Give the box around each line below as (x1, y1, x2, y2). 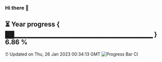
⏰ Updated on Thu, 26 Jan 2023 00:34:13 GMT (5, 51, 101, 57)
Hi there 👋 (5, 4, 29, 11)
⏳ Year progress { (5, 20, 60, 29)
